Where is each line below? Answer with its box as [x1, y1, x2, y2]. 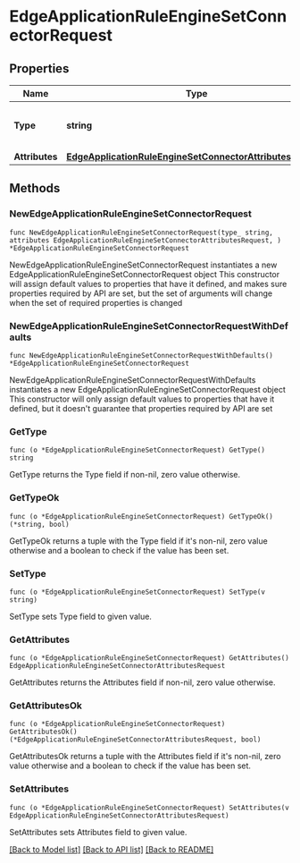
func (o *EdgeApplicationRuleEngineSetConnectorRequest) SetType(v [9, 588, 266, 596]
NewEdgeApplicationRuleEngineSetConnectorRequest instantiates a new [9, 259, 278, 270]
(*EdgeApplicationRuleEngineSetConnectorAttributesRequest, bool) [9, 735, 262, 744]
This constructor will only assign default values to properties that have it [9, 393, 275, 404]
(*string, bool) [9, 520, 70, 529]
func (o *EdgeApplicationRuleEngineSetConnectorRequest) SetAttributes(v [9, 803, 290, 812]
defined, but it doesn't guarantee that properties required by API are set [9, 402, 273, 413]
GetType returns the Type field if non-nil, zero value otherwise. [9, 470, 241, 480]
